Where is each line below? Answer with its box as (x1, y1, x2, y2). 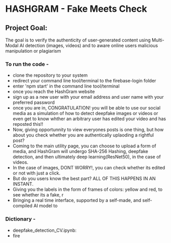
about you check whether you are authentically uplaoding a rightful (12, 132, 154, 138)
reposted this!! (12, 121, 43, 127)
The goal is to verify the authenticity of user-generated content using (5, 37, 151, 43)
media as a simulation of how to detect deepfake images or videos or (12, 111, 158, 117)
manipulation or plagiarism (5, 48, 61, 54)
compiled (12, 203, 33, 209)
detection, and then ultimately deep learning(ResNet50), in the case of (12, 154, 161, 160)
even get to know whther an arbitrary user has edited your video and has (12, 116, 166, 122)
